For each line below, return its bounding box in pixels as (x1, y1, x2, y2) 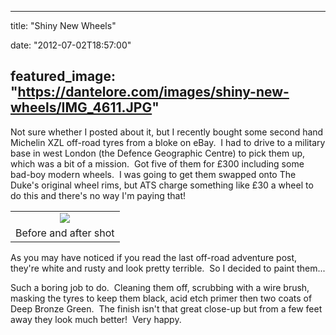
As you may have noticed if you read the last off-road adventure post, (10, 251, 298, 263)
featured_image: (10, 68, 116, 85)
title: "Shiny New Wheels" (10, 20, 117, 31)
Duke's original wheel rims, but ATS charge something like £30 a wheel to (10, 179, 314, 191)
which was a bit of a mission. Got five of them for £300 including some (10, 157, 305, 170)
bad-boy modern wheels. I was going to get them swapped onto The (10, 168, 297, 180)
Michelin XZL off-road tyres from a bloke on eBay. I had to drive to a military (10, 136, 326, 148)
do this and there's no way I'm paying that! (10, 189, 187, 201)
